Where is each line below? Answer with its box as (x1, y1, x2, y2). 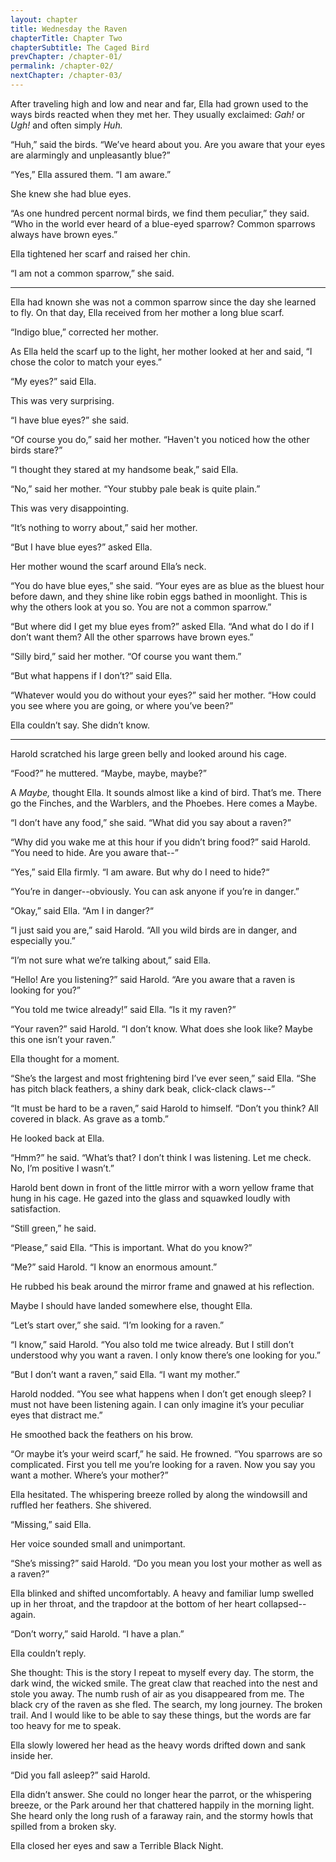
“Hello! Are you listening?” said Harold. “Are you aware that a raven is (10, 973, 296, 985)
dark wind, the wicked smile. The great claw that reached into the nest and (10, 1677, 318, 1689)
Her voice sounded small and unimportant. (10, 1537, 186, 1550)
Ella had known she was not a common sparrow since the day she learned (10, 296, 317, 308)
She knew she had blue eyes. (10, 187, 132, 200)
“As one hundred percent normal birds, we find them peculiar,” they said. (10, 207, 310, 219)
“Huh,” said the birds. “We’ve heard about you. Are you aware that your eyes (10, 138, 326, 150)
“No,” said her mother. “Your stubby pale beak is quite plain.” (10, 482, 261, 495)
